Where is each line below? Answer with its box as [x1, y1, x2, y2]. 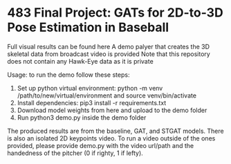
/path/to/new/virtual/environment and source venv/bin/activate [17, 91, 197, 100]
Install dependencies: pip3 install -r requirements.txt [17, 98, 167, 107]
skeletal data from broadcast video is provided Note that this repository [7, 50, 211, 58]
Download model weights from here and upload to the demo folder [17, 106, 207, 114]
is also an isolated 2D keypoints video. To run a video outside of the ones [7, 134, 216, 143]
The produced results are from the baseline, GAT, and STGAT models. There [7, 127, 224, 135]
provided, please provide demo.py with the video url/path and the [7, 141, 194, 149]
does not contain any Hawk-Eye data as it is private [7, 57, 154, 65]
